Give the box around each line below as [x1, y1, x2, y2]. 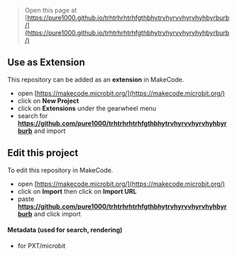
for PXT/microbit [17, 241, 66, 250]
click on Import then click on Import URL [17, 187, 137, 195]
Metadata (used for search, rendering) [7, 226, 122, 234]
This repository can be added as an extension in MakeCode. [7, 75, 185, 83]
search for [17, 111, 48, 120]
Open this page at [24, 6, 77, 14]
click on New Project [17, 96, 79, 105]
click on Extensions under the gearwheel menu [17, 104, 157, 112]
